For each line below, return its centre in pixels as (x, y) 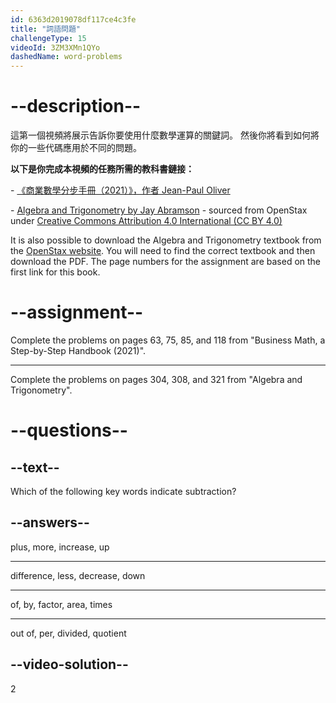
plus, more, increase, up (60, 547)
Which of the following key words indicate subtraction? (123, 491)
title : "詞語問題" (46, 29)
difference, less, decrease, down (78, 575)
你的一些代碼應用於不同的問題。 (76, 148)
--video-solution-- (69, 664)
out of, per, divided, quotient (68, 633)
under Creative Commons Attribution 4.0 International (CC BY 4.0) (146, 221)
